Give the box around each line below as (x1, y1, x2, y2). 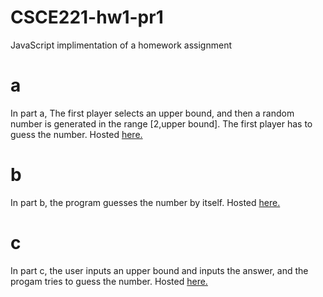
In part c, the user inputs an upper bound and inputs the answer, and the (10, 264, 309, 276)
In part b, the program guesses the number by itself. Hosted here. (10, 196, 281, 208)
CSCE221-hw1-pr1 (10, 6, 164, 29)
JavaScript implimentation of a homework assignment (10, 39, 232, 51)
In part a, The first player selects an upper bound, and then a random (10, 107, 295, 119)
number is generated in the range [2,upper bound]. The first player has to (10, 117, 313, 130)
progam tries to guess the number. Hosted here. (10, 275, 208, 287)
